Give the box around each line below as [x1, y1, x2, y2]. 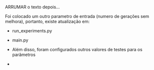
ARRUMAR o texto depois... [5, 4, 60, 10]
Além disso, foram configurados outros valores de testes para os [12, 47, 143, 52]
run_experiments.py [12, 28, 52, 33]
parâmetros [12, 52, 36, 57]
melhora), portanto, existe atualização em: [5, 19, 90, 24]
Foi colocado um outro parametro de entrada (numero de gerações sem [5, 14, 150, 19]
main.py [12, 37, 28, 43]
